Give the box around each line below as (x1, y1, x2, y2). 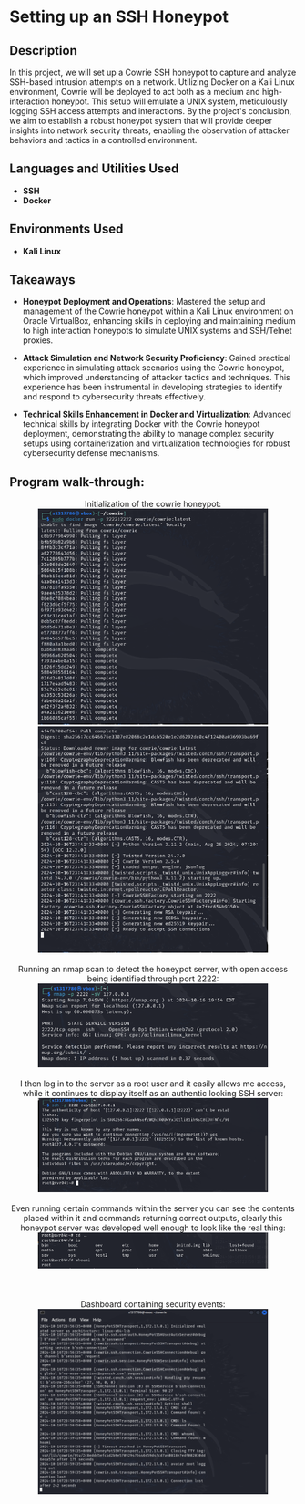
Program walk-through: (9, 474, 146, 490)
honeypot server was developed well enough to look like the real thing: (20, 1222, 286, 1233)
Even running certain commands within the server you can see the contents (10, 1203, 296, 1214)
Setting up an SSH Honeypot (9, 6, 229, 27)
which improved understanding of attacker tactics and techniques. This (22, 372, 290, 383)
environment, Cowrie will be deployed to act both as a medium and (9, 87, 260, 97)
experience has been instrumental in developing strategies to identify (22, 381, 283, 393)
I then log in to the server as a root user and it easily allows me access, (19, 1078, 287, 1089)
